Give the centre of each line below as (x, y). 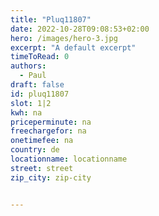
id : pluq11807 (40, 94)
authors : (28, 66)
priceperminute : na (51, 122)
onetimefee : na (42, 141)
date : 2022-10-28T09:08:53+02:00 (80, 29)
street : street (42, 168)
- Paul (33, 76)
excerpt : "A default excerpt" (73, 47)
